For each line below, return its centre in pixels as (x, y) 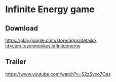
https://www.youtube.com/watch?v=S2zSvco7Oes (58, 74)
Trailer (16, 62)
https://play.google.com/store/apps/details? (51, 40)
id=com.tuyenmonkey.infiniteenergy (43, 46)
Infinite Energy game (50, 9)
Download (22, 28)
